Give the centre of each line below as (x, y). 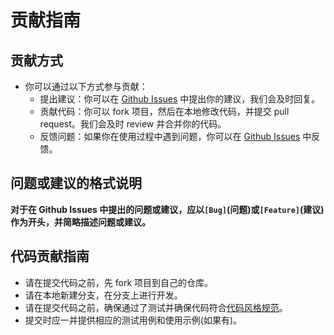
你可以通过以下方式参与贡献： (86, 86)
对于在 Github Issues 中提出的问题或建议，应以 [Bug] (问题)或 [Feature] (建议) (167, 209)
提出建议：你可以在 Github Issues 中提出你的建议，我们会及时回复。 (180, 99)
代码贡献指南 (50, 256)
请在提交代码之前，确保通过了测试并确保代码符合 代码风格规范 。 (156, 307)
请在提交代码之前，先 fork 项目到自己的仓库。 (119, 282)
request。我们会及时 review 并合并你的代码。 (133, 124)
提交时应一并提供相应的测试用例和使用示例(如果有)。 (133, 320)
